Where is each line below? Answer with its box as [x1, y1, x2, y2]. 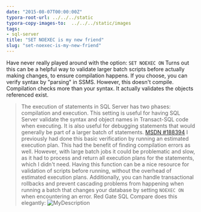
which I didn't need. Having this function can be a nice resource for [21, 161, 189, 168]
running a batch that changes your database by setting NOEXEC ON [21, 186, 184, 193]
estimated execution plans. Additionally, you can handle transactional [21, 173, 194, 181]
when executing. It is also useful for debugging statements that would [21, 122, 196, 129]
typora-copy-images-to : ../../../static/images [6, 20, 131, 26]
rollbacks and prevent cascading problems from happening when [21, 179, 185, 187]
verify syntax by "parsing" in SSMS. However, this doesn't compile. [6, 78, 174, 85]
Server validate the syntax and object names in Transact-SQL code [21, 115, 189, 123]
